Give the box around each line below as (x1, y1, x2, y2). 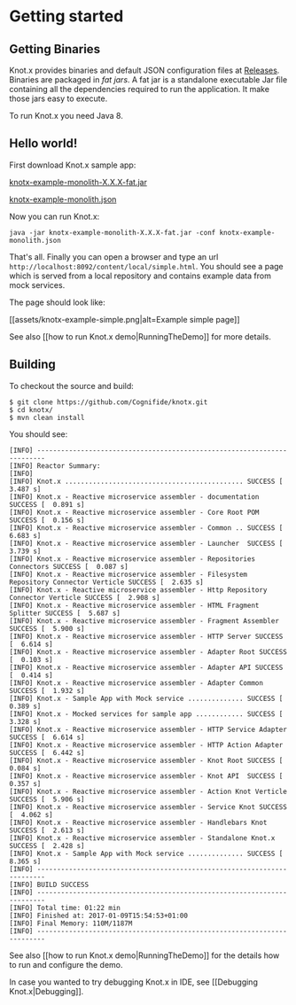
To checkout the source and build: (9, 380, 135, 391)
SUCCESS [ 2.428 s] (9, 841, 86, 850)
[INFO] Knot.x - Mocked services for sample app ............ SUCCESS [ (9, 709, 284, 719)
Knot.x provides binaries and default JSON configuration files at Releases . (9, 65, 280, 75)
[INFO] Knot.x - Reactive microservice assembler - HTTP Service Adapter (9, 725, 288, 734)
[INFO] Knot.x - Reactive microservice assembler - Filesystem (9, 570, 248, 579)
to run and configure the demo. (9, 959, 123, 970)
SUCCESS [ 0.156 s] (9, 516, 86, 525)
